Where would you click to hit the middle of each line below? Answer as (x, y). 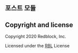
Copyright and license (39, 25)
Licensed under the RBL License (37, 46)
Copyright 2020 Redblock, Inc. (36, 37)
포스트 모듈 (21, 8)
